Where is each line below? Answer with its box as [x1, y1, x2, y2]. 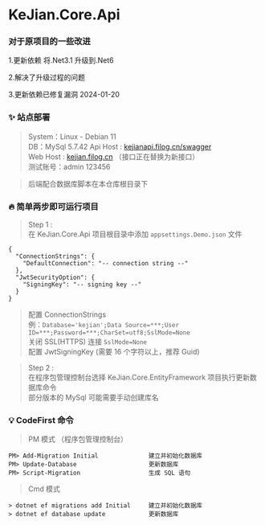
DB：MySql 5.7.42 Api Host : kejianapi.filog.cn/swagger [27, 142, 212, 151]
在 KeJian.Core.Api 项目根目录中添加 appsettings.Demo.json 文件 [27, 229, 243, 239]
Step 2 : [27, 363, 55, 373]
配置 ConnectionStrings [27, 310, 107, 319]
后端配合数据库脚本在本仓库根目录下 [27, 178, 149, 188]
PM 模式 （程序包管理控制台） [27, 434, 128, 444]
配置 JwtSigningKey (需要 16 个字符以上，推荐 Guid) [27, 347, 200, 357]
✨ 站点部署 [8, 112, 51, 123]
